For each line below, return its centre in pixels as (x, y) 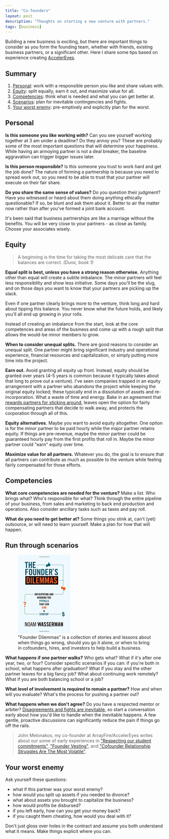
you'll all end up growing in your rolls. (44, 314)
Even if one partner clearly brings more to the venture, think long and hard (82, 303)
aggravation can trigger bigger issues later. (50, 156)
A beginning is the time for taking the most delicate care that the (84, 257)
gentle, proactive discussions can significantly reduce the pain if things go (82, 720)
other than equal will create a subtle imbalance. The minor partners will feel (83, 277)
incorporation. (20, 397)
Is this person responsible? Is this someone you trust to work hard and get (83, 166)
